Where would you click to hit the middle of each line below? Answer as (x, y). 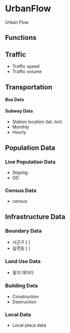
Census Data (21, 190)
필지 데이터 (23, 273)
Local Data (18, 314)
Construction (25, 297)
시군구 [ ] (21, 242)
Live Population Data (30, 162)
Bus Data (15, 100)
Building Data (21, 286)
